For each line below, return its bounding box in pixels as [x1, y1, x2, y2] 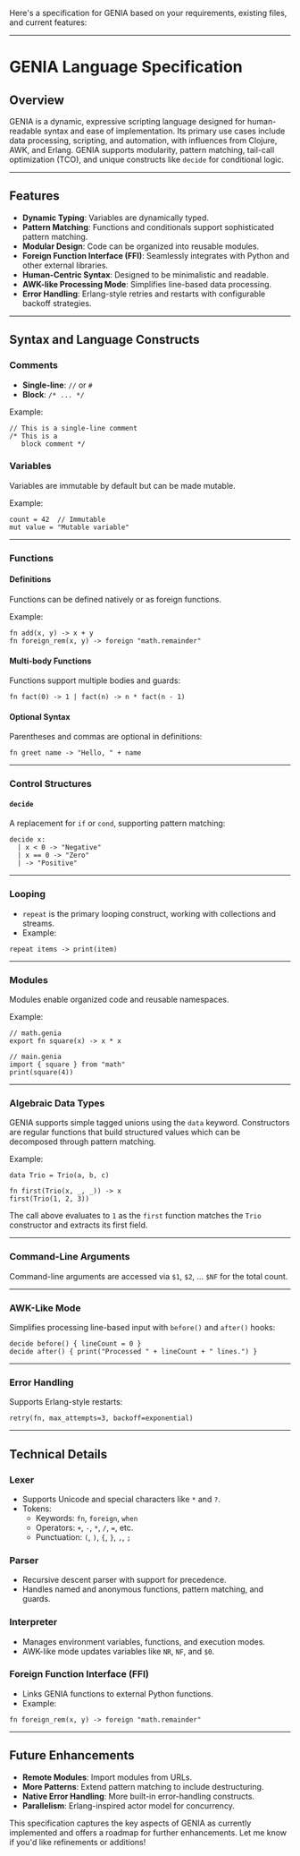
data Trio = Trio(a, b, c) [9, 1171, 110, 1180]
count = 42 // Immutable [9, 515, 105, 524]
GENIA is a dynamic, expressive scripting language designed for [9, 116, 246, 126]
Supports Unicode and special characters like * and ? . [21, 1493, 221, 1504]
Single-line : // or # [21, 380, 93, 390]
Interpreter [9, 1616, 58, 1629]
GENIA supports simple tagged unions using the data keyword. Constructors [9, 1117, 290, 1128]
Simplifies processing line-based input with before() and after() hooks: [9, 1321, 276, 1332]
